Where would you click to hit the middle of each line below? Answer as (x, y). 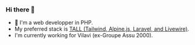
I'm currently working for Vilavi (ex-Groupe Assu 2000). (84, 35)
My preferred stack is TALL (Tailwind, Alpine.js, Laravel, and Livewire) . (102, 29)
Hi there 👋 (21, 10)
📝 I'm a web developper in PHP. (53, 23)
